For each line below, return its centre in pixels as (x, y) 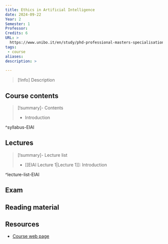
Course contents (32, 96)
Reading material (32, 207)
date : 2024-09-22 (23, 15)
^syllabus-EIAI (20, 127)
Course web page (31, 236)
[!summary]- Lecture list (42, 155)
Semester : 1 (17, 24)
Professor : (16, 29)
